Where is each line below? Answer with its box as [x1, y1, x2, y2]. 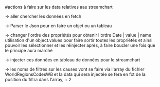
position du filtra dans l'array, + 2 [5, 77, 71, 82]
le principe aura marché [5, 48, 53, 53]
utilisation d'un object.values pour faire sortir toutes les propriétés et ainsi [5, 37, 153, 43]
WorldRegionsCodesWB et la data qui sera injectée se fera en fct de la [5, 72, 146, 77]
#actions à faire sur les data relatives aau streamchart [5, 4, 113, 10]
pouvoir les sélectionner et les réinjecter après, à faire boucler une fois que [5, 43, 156, 48]
